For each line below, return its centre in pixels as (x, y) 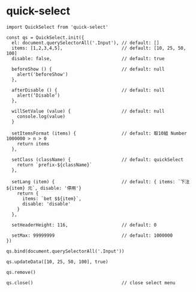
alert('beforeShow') (43, 74)
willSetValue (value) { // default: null (88, 111)
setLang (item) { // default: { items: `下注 (101, 181)
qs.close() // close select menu (91, 283)
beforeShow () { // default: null (88, 69)
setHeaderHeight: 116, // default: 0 (84, 225)
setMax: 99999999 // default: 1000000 (92, 236)
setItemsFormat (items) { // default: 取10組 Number (99, 133)
